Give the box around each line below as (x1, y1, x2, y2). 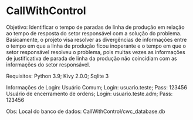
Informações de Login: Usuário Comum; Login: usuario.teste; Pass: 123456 (6, 84, 188, 91)
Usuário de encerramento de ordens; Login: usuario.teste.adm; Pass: (6, 90, 173, 97)
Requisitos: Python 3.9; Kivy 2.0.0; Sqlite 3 (6, 72, 109, 79)
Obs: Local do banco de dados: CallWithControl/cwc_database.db (6, 108, 165, 115)
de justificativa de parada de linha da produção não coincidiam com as (6, 55, 177, 62)
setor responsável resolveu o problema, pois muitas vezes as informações (6, 48, 186, 55)
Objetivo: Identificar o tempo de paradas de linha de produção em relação (6, 24, 185, 31)
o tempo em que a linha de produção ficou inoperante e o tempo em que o (6, 42, 187, 49)
